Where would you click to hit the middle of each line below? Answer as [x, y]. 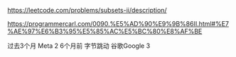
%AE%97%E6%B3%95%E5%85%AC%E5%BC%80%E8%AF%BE [105, 31]
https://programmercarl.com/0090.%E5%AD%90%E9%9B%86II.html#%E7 [118, 24]
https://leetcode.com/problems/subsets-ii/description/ [87, 10]
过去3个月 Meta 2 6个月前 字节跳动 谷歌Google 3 [79, 46]
